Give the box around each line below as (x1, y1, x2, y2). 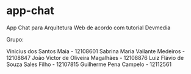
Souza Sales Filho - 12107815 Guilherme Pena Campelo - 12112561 (6, 61, 172, 68)
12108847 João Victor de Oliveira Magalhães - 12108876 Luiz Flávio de (6, 54, 184, 61)
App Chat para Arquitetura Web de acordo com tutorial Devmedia (6, 24, 171, 31)
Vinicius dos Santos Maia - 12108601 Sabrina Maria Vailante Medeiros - (6, 47, 185, 55)
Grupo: (6, 35, 24, 43)
